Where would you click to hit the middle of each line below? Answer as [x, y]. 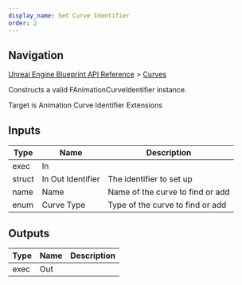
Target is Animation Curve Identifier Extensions [86, 105]
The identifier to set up [150, 179]
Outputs [29, 233]
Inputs [25, 130]
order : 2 [23, 23]
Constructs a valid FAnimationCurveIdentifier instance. [98, 90]
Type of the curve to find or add [167, 205]
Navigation [36, 55]
